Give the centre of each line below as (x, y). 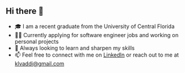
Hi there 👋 (25, 11)
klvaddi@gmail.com (39, 63)
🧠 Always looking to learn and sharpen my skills (74, 48)
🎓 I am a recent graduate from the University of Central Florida (95, 26)
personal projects (37, 41)
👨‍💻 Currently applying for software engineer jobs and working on (96, 35)
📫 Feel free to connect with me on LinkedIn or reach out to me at (97, 55)
